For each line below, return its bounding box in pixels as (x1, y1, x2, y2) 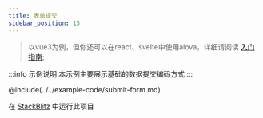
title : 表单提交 (8, 11, 58, 20)
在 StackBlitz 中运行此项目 (8, 101, 94, 111)
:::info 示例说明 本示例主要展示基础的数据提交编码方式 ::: (8, 69, 193, 78)
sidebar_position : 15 (8, 19, 81, 27)
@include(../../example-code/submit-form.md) (8, 85, 161, 94)
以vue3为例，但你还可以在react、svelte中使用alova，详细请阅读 (27, 41, 239, 52)
